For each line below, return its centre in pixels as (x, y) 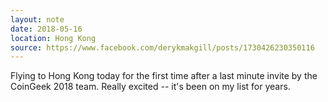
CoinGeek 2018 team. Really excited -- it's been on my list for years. (150, 87)
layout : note (37, 19)
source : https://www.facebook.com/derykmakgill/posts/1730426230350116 (162, 47)
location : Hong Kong (53, 38)
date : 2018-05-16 (46, 29)
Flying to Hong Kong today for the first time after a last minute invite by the (164, 76)
